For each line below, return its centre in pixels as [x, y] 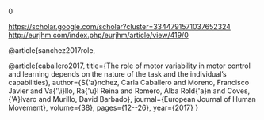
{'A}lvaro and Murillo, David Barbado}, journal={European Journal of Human [132, 99]
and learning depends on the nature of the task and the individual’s [118, 74]
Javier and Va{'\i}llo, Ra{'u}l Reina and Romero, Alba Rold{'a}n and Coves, [129, 91]
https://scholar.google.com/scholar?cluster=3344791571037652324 [120, 26]
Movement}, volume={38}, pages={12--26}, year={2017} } [103, 107]
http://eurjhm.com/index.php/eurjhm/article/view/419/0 [98, 35]
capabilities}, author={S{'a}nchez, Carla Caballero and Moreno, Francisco [129, 82]
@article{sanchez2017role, [52, 50]
